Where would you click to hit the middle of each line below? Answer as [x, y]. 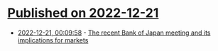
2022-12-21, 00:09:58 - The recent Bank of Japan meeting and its [114, 33]
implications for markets [53, 40]
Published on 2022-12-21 [83, 13]
